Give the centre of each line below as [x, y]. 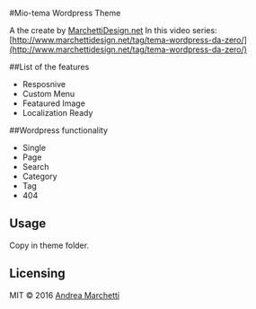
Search [35, 167]
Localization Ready [57, 113]
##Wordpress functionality [59, 130]
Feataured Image [53, 103]
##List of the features [49, 67]
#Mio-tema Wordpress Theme [65, 13]
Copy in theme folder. [49, 245]
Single [34, 148]
